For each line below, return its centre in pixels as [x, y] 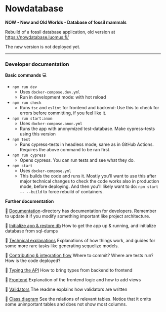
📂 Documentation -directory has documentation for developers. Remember [81, 211]
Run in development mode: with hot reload [63, 97]
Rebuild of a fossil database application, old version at [60, 32]
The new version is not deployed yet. [43, 46]
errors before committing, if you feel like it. [63, 113]
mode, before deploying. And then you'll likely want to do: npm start [89, 186]
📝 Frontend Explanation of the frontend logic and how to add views [73, 280]
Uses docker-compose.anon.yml [51, 124]
